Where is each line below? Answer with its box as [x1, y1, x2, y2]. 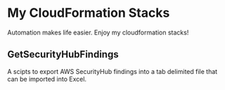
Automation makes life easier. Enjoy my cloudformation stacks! [7, 28, 189, 37]
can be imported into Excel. [7, 75, 86, 83]
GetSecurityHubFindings [7, 49, 119, 60]
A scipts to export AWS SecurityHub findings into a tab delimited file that [7, 67, 218, 75]
